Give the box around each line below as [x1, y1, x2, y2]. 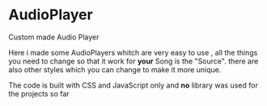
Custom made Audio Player [8, 32, 100, 42]
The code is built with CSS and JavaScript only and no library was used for [8, 80, 259, 90]
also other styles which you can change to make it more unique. [8, 64, 222, 74]
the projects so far [8, 88, 70, 98]
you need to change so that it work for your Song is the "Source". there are [8, 56, 259, 66]
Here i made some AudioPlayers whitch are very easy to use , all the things [8, 47, 258, 57]
